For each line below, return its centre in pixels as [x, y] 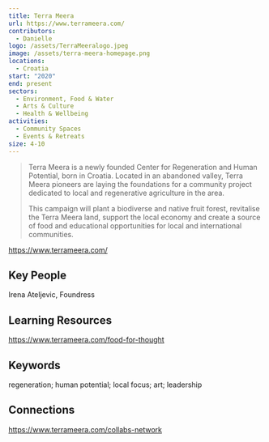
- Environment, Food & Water [65, 99]
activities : [28, 121]
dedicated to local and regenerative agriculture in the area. [126, 193]
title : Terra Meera [41, 16]
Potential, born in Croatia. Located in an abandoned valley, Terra [135, 176]
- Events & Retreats [50, 136]
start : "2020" [32, 76]
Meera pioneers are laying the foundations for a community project [140, 184]
